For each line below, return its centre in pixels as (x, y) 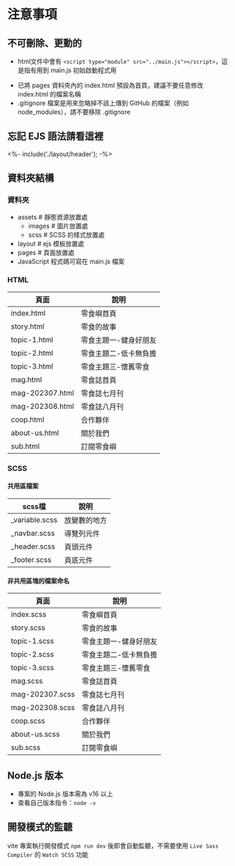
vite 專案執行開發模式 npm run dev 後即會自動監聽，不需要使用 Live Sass (113, 845)
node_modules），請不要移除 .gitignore (74, 112)
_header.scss (33, 546)
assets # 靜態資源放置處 (53, 217)
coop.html (28, 420)
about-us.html (35, 432)
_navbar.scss (33, 533)
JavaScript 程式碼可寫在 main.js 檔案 (71, 261)
